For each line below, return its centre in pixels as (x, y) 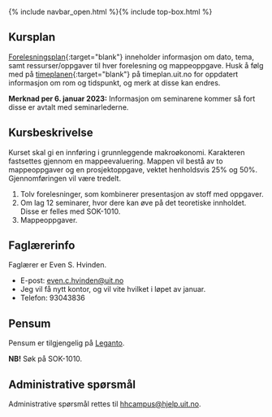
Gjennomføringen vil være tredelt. (65, 178)
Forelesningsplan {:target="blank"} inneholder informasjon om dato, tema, (131, 57)
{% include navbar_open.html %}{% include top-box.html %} (110, 12)
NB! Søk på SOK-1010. (45, 359)
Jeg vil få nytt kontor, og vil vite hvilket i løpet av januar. (113, 289)
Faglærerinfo (42, 246)
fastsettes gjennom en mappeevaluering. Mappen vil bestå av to (116, 161)
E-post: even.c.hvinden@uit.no (72, 280)
